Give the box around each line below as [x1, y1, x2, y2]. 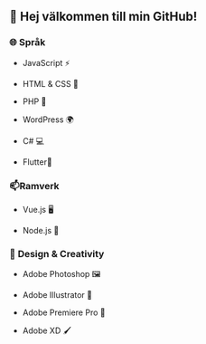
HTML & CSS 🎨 [22, 78, 80, 89]
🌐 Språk [9, 36, 46, 49]
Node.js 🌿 [22, 225, 60, 235]
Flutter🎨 [22, 156, 52, 167]
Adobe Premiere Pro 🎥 [22, 307, 106, 318]
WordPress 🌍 [22, 114, 74, 125]
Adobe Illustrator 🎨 [22, 290, 93, 301]
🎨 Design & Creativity [9, 247, 105, 260]
